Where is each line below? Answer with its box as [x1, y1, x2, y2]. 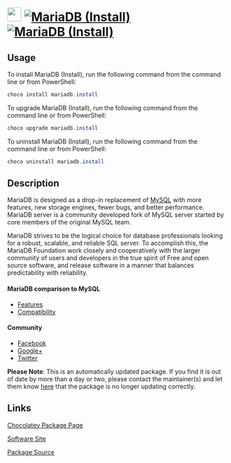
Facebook [17, 339, 47, 347]
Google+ [17, 346, 43, 355]
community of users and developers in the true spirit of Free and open [7, 254, 209, 262]
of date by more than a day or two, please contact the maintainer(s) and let [7, 374, 223, 383]
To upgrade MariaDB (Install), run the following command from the [7, 103, 198, 112]
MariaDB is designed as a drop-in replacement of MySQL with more [7, 196, 202, 204]
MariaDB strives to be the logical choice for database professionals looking [7, 231, 223, 240]
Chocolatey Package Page [7, 420, 84, 429]
